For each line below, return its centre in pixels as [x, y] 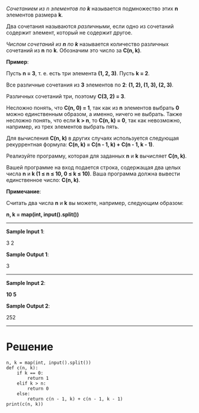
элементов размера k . [35, 15]
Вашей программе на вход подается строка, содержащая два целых [94, 167]
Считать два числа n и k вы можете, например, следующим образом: [95, 203]
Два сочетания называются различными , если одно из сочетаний [90, 26]
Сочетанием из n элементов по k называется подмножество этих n [92, 9]
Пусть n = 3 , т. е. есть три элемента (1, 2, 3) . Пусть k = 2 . [78, 73]
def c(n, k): [22, 368]
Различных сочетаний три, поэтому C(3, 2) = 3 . [66, 96]
